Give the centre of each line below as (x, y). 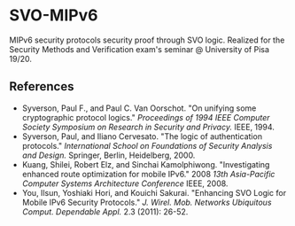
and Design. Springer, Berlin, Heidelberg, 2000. (109, 155)
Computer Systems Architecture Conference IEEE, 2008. (125, 183)
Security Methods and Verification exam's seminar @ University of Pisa (140, 49)
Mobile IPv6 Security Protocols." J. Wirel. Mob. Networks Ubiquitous (147, 202)
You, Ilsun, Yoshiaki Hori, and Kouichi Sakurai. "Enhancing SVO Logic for (154, 192)
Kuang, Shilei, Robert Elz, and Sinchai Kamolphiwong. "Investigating (146, 164)
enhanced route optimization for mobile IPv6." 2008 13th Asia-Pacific (148, 174)
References (42, 86)
